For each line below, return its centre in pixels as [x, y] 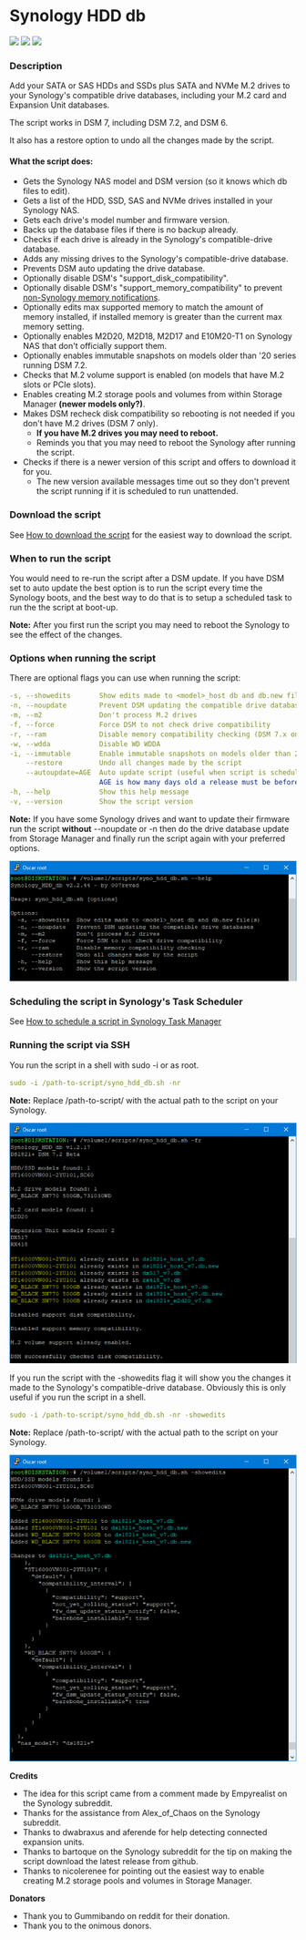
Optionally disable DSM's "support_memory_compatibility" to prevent [153, 288]
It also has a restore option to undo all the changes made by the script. [142, 140]
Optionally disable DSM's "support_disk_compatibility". [126, 278]
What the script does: [51, 161]
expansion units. [53, 1842]
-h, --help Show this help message [99, 792]
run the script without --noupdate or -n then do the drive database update [149, 828]
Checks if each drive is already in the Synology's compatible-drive [148, 240]
